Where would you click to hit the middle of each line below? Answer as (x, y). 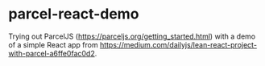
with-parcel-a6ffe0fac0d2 (52, 53)
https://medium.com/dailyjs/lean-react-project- (178, 44)
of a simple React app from (53, 44)
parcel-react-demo (74, 14)
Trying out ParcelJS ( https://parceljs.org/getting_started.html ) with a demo (132, 36)
